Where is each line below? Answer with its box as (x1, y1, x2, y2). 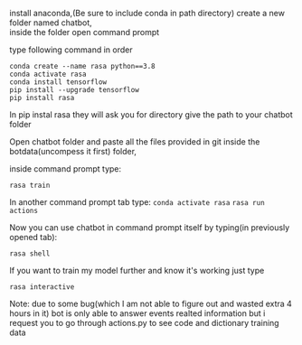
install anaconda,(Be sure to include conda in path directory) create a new (9, 8, 285, 18)
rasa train (9, 181, 51, 190)
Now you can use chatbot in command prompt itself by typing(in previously (9, 222, 290, 233)
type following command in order (9, 44, 133, 55)
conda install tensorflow (9, 78, 107, 87)
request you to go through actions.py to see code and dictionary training (9, 318, 279, 328)
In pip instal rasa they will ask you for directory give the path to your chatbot (9, 109, 294, 120)
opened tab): (9, 232, 58, 242)
